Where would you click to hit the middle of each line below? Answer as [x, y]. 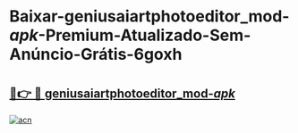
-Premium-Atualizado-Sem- [145, 35]
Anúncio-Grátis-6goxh [96, 54]
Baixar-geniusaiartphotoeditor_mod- [149, 17]
